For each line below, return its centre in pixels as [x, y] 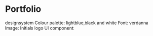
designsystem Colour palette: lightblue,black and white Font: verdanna [77, 23]
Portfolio [23, 9]
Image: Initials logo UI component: [40, 28]
